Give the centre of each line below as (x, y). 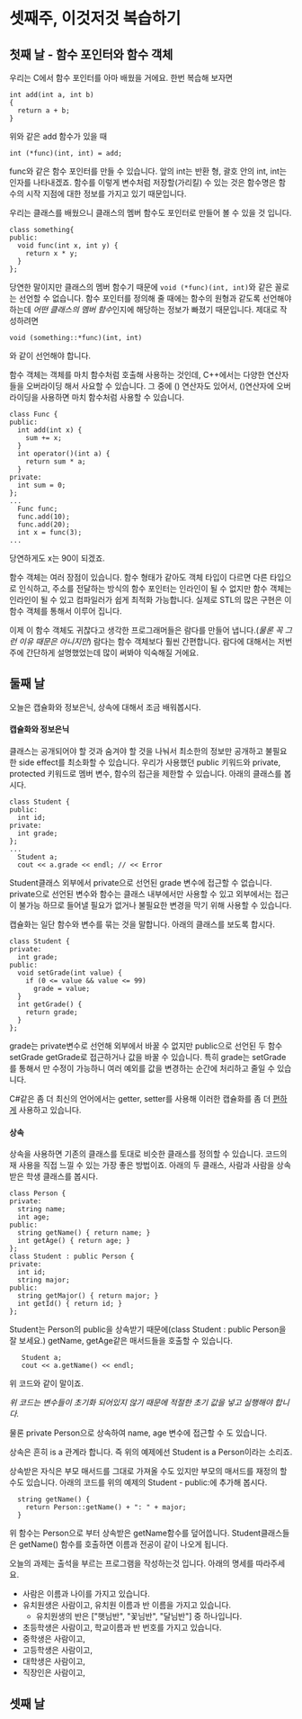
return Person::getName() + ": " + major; (106, 1507)
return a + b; (44, 111)
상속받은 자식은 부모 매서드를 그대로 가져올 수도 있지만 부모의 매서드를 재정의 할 (148, 1471)
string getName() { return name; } (84, 1233)
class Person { (38, 1193)
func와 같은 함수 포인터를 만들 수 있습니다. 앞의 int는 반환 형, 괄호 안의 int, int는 (148, 171)
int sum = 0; (42, 485)
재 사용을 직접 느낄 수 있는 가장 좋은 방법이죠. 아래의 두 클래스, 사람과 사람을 (142, 1165)
